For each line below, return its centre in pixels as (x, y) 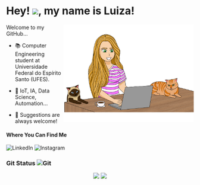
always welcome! (36, 121)
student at (27, 60)
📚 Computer (31, 45)
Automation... (31, 103)
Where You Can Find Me (37, 135)
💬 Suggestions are (37, 114)
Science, (26, 97)
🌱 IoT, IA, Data (32, 91)
